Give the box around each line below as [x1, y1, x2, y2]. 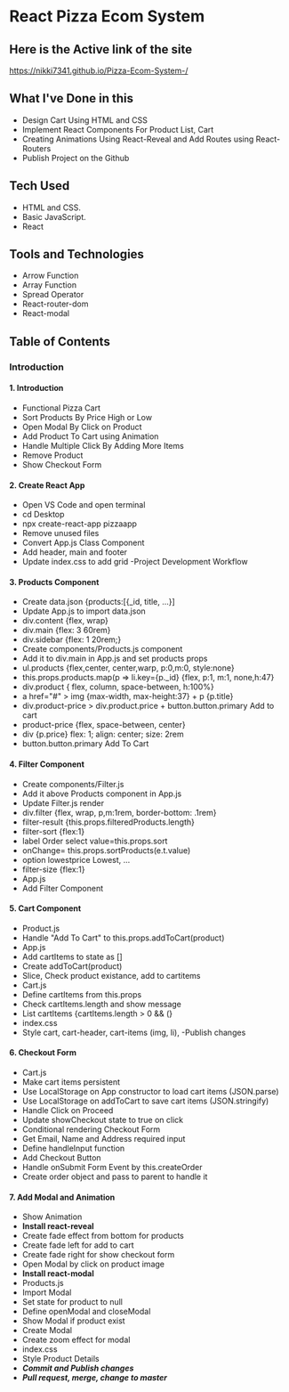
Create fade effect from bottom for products [21, 1231, 184, 1241]
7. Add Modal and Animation [9, 1192, 116, 1202]
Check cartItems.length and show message [21, 998, 182, 1009]
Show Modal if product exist [21, 1315, 126, 1326]
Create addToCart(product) [21, 960, 123, 972]
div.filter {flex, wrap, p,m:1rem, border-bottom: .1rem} [21, 807, 217, 818]
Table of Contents [9, 334, 111, 349]
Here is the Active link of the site [9, 42, 193, 57]
